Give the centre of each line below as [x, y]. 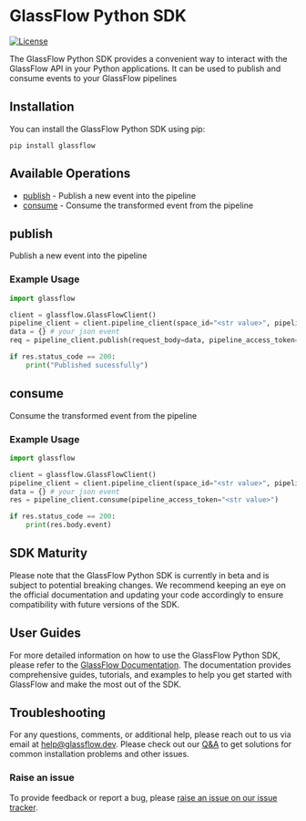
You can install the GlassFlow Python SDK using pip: [107, 129]
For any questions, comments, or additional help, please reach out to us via [150, 734]
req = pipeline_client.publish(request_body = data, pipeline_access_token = [154, 340]
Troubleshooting [58, 713]
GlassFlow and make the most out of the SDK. [96, 684]
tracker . [24, 807]
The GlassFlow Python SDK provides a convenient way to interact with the [148, 58]
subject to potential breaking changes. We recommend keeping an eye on [148, 585]
